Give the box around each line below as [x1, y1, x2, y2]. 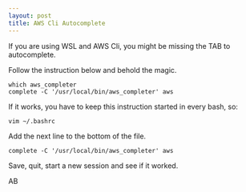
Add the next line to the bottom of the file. [8, 131, 147, 141]
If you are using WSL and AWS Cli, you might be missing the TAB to [8, 41, 231, 50]
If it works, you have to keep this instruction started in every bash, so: [8, 102, 239, 111]
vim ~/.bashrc [8, 117, 56, 125]
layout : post [8, 11, 52, 20]
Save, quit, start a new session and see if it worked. [8, 161, 179, 170]
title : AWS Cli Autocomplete [8, 19, 106, 27]
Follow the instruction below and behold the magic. [8, 65, 177, 74]
